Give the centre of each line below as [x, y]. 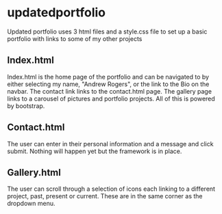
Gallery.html [34, 172]
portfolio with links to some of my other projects [75, 38]
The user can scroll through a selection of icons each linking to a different [111, 189]
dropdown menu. [31, 204]
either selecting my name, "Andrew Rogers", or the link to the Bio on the [108, 84]
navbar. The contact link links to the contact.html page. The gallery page [110, 91]
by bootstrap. [26, 106]
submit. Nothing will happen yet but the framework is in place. [95, 151]
